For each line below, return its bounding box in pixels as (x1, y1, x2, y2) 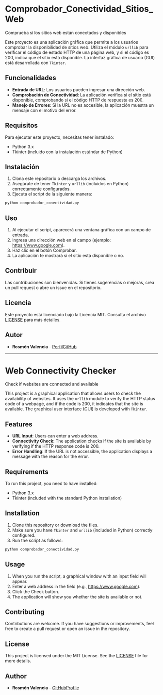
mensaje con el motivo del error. (12, 107, 77, 113)
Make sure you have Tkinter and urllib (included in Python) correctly (12, 527, 153, 533)
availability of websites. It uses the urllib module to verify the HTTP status (5, 396, 155, 402)
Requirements (5, 468, 49, 476)
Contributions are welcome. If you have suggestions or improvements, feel (5, 621, 154, 627)
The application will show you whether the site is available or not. (12, 594, 143, 599)
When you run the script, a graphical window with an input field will (12, 573, 147, 579)
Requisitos (5, 121, 38, 129)
